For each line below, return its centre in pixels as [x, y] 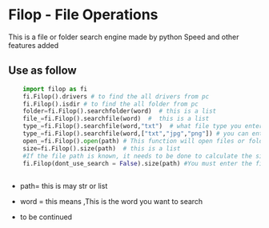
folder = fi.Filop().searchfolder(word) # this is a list [120, 111]
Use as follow [43, 71]
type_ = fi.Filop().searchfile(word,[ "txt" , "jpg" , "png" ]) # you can [136, 134]
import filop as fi [55, 89]
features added [34, 45]
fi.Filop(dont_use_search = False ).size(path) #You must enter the [137, 163]
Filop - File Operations [83, 15]
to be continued [46, 217]
